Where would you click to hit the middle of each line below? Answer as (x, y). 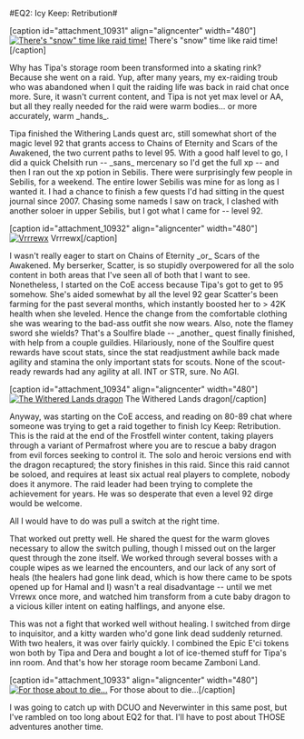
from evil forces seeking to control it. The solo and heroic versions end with (151, 455)
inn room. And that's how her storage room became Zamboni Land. (135, 662)
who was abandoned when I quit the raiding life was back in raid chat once (149, 87)
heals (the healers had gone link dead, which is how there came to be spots (151, 577)
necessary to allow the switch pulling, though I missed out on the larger (143, 548)
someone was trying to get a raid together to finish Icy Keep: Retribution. (145, 426)
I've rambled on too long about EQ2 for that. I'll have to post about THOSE (147, 717)
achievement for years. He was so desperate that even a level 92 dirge (142, 494)
